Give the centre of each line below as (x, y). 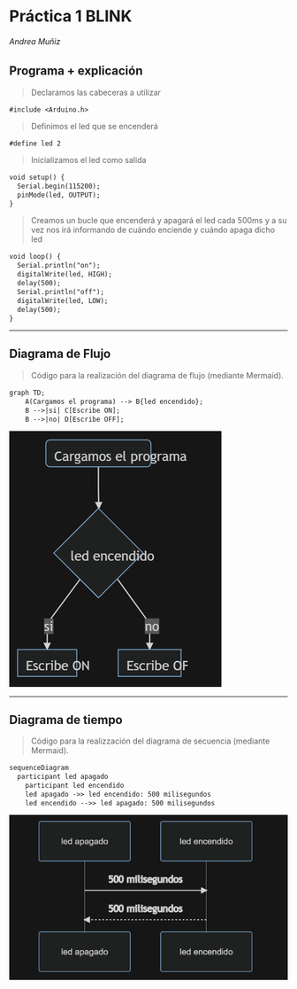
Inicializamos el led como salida (88, 160)
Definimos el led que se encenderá (95, 126)
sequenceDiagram (39, 768)
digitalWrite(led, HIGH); (65, 274)
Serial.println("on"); (59, 265)
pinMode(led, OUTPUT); (59, 195)
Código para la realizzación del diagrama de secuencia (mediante (150, 741)
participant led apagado (63, 777)
